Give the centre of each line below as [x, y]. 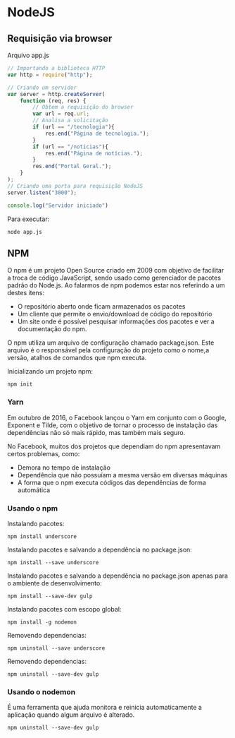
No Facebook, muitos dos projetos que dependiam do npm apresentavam [114, 446]
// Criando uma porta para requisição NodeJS [75, 186]
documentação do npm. [52, 329]
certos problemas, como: [44, 453]
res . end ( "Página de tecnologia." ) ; [97, 133]
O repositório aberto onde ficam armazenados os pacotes [101, 306]
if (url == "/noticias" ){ [71, 147]
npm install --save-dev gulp [50, 596]
